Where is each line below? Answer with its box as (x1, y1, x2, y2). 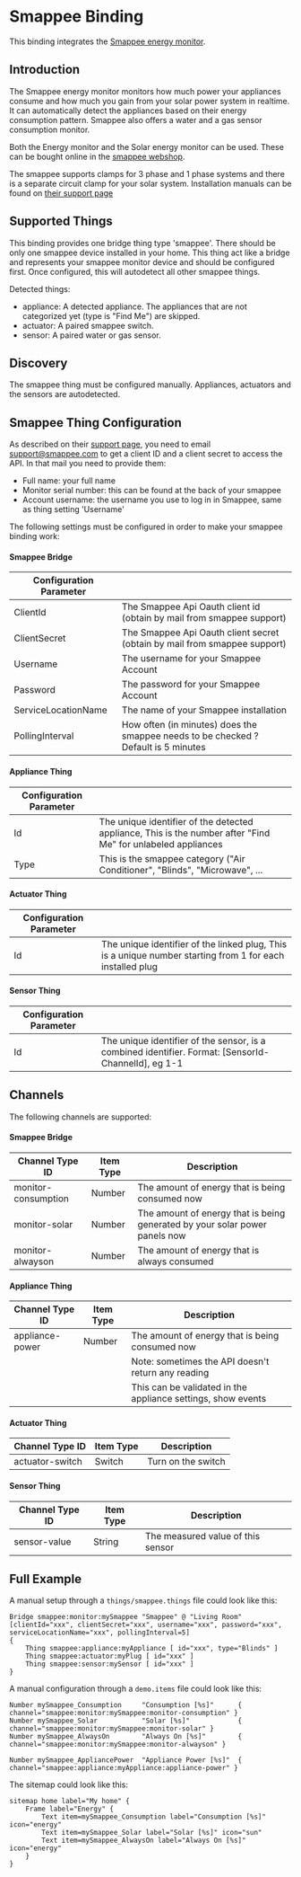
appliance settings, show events (131, 1393, 267, 1405)
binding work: (9, 531, 60, 542)
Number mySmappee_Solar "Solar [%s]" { (9, 1716, 243, 1726)
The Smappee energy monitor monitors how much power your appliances (9, 85, 281, 96)
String (92, 1535, 119, 1547)
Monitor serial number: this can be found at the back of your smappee (21, 485, 282, 496)
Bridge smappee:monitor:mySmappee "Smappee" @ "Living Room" (9, 1613, 243, 1622)
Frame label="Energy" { (25, 1804, 115, 1814)
